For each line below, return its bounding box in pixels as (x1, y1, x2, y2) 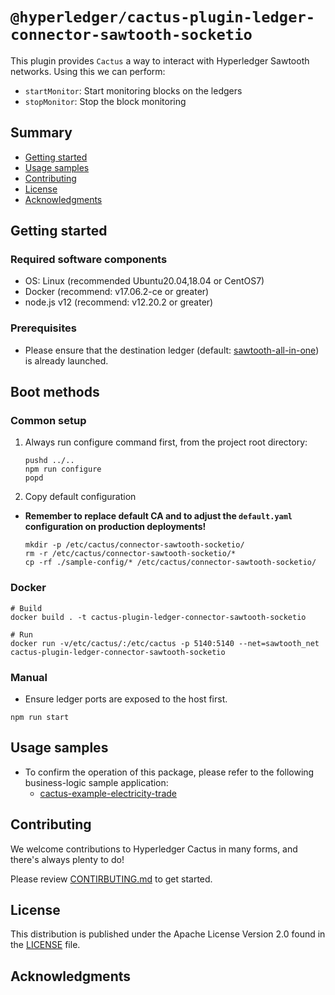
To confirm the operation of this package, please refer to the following (24, 766, 315, 778)
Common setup (10, 414, 87, 428)
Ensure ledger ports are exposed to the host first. (24, 693, 228, 705)
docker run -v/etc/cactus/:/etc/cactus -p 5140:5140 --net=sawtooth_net (10, 638, 320, 648)
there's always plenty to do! (10, 853, 125, 865)
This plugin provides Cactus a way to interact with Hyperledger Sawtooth (10, 54, 310, 67)
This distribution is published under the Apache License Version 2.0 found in (10, 928, 326, 940)
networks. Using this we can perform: (10, 65, 166, 77)
